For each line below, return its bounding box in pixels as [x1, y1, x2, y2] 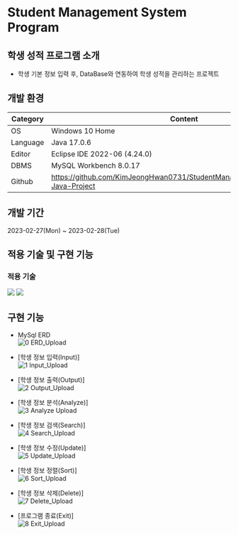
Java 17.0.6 [50, 137, 92, 147]
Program [7, 19, 59, 36]
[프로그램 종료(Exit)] [17, 512, 74, 520]
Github [11, 176, 33, 186]
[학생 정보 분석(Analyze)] [17, 399, 89, 407]
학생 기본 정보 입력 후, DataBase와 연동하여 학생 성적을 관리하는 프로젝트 [17, 70, 220, 78]
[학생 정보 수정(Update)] [17, 443, 86, 452]
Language [11, 137, 45, 147]
